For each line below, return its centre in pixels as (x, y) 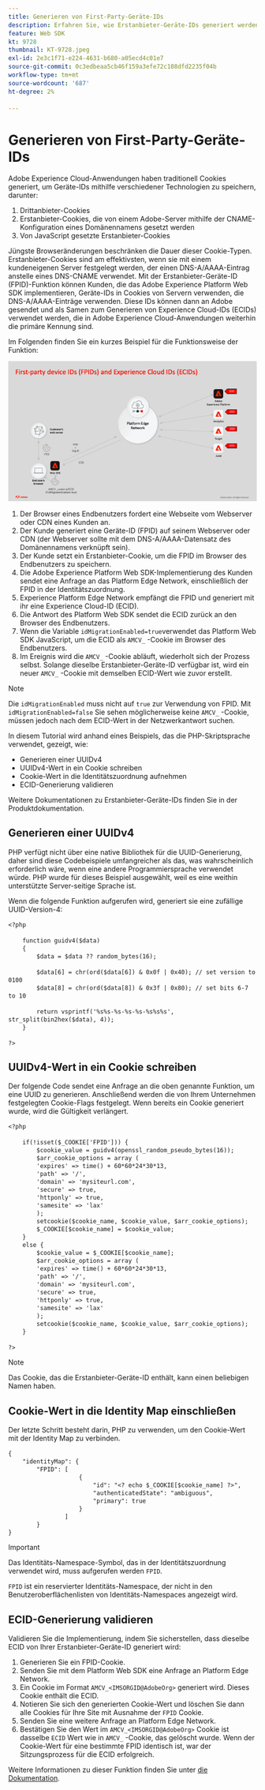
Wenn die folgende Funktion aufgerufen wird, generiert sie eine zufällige (126, 901)
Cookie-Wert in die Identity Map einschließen (122, 1411)
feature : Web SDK (37, 33)
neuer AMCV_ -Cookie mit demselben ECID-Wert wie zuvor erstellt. (126, 673)
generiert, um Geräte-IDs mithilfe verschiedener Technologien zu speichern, (132, 187)
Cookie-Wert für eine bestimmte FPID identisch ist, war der (115, 1746)
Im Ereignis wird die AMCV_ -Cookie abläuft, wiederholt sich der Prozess (134, 656)
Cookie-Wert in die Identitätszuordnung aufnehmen (103, 776)
